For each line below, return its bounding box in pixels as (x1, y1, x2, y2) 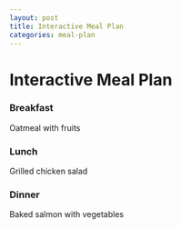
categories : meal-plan (9, 30, 96, 39)
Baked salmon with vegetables (9, 209, 125, 220)
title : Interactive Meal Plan (9, 22, 125, 31)
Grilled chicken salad (9, 165, 88, 177)
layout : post (9, 13, 59, 23)
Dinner (9, 188, 41, 201)
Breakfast (9, 102, 54, 114)
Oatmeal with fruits (9, 122, 81, 133)
